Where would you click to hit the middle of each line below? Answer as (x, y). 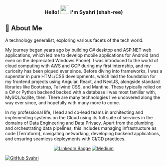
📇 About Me (24, 28)
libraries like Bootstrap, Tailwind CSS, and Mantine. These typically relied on (83, 86)
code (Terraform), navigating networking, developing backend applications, (83, 133)
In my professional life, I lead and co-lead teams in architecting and (74, 112)
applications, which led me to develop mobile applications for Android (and (82, 55)
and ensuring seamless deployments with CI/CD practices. (65, 139)
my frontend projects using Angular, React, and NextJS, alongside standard (83, 82)
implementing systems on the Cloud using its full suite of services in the (79, 117)
